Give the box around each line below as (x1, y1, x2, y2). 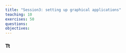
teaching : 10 (5, 12, 32, 17)
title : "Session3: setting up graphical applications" (5, 7, 122, 12)
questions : (5, 21, 28, 26)
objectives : (5, 26, 30, 31)
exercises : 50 (5, 16, 35, 21)
